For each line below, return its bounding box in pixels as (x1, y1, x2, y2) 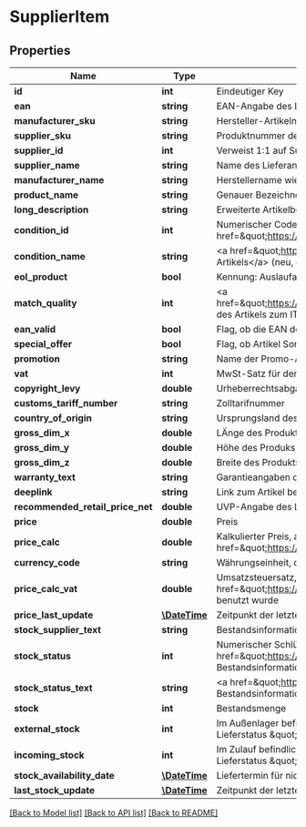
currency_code (14, 556, 80, 568)
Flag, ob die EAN (216, 323, 288, 335)
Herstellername (216, 174, 282, 186)
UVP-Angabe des (216, 501, 292, 513)
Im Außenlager (216, 717, 280, 730)
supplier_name (14, 159, 80, 171)
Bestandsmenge (216, 702, 287, 714)
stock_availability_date (14, 770, 116, 781)
